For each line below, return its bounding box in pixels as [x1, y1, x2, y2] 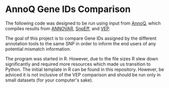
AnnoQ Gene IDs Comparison [5, 4, 131, 15]
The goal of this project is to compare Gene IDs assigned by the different [5, 35, 157, 41]
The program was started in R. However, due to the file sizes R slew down [5, 55, 158, 61]
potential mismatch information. [5, 46, 71, 52]
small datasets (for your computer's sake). [5, 77, 93, 83]
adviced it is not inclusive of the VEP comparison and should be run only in [5, 71, 161, 77]
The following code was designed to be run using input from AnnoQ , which [5, 20, 161, 26]
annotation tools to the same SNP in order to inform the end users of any [5, 40, 156, 46]
